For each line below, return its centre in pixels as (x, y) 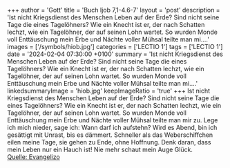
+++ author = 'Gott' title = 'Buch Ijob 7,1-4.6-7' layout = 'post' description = (114, 10)
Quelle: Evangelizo (33, 157)
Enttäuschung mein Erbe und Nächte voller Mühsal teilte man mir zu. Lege (113, 120)
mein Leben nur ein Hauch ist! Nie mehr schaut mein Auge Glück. (100, 149)
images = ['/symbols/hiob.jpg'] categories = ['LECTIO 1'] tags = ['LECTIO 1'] (115, 47)
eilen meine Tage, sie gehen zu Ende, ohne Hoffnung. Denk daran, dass (109, 142)
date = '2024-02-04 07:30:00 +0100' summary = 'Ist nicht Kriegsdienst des (115, 54)
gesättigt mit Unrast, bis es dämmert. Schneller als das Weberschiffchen (110, 135)
